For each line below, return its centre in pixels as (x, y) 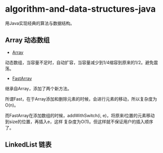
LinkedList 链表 (29, 145)
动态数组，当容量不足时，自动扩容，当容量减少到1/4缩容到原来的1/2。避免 (80, 62)
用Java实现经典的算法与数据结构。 (40, 23)
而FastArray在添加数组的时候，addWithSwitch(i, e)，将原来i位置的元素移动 (80, 115)
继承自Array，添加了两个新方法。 (38, 88)
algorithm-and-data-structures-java (81, 9)
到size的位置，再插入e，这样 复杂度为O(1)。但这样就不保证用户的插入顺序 (79, 122)
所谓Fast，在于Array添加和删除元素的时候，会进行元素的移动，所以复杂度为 (81, 99)
